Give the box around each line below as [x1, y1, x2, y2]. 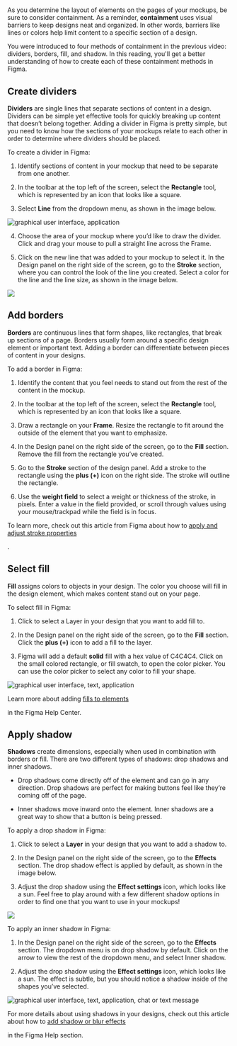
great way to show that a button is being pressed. [17, 813, 163, 821]
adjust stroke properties [7, 528, 77, 537]
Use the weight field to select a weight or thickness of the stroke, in [17, 492, 216, 501]
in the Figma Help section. [7, 1031, 83, 1040]
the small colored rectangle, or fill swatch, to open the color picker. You [17, 659, 226, 668]
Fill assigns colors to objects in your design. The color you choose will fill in [7, 582, 228, 590]
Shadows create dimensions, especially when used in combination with [7, 747, 216, 756]
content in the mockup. [17, 386, 86, 394]
